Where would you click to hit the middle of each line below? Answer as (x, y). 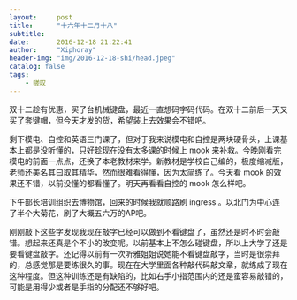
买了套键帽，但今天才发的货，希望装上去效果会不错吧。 (110, 120)
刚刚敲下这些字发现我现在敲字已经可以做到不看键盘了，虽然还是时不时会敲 (145, 231)
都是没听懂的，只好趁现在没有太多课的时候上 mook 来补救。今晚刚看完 (153, 150)
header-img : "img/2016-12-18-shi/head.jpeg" (92, 58)
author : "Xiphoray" (53, 50)
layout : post (41, 17)
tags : (19, 75)
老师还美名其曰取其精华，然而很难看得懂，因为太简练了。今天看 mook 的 (141, 172)
